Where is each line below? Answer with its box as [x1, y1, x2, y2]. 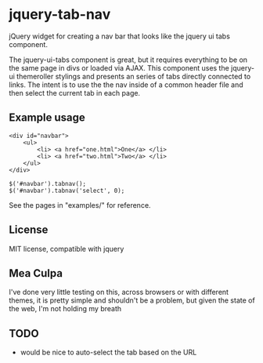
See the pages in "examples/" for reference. [9, 200, 151, 209]
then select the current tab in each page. [9, 88, 140, 97]
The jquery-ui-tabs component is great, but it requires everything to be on [9, 55, 248, 64]
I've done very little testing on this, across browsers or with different [9, 288, 229, 297]
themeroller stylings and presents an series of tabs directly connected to [16, 71, 251, 81]
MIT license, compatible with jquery [9, 244, 124, 253]
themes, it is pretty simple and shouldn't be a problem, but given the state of [9, 296, 255, 305]
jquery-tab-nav [9, 5, 111, 24]
